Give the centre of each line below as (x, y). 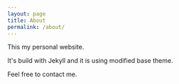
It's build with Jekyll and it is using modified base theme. (90, 61)
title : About (27, 20)
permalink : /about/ (36, 27)
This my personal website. (46, 47)
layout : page (27, 14)
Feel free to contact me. (42, 74)
